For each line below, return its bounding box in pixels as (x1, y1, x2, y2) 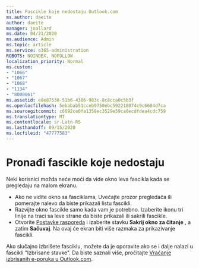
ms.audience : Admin (6, 36, 55, 42)
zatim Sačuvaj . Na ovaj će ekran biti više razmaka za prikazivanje (14, 225, 175, 232)
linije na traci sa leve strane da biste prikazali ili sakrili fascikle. (14, 212, 168, 219)
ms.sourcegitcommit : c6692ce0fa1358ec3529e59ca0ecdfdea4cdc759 (6, 108, 166, 114)
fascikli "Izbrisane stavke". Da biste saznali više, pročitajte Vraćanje (6, 249, 172, 256)
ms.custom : (6, 64, 33, 70)
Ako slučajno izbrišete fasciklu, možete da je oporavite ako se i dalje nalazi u (6, 242, 193, 250)
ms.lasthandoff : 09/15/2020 (6, 125, 76, 131)
